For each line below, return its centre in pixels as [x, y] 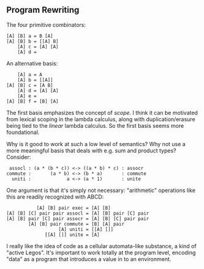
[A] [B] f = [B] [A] [33, 101]
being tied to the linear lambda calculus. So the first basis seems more [95, 125]
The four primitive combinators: [46, 24]
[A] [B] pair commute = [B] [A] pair [76, 224]
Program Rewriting [43, 10]
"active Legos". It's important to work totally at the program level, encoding [101, 252]
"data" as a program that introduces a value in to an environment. [89, 259]
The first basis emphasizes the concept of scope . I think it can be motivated [102, 112]
